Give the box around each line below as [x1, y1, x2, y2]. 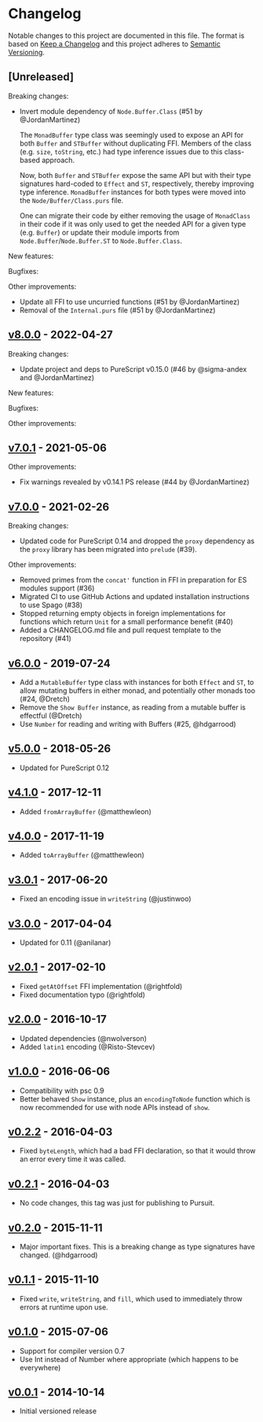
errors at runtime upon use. [19, 1302, 108, 1312]
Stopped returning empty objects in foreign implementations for [19, 609, 226, 618]
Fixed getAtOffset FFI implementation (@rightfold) [19, 981, 183, 991]
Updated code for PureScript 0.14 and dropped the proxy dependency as [19, 536, 255, 546]
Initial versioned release [19, 1406, 97, 1416]
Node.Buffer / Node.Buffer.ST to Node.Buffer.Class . [19, 235, 183, 245]
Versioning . [8, 47, 46, 57]
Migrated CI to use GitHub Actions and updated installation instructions [19, 592, 250, 602]
